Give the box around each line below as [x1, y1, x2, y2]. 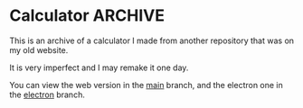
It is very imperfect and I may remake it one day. [9, 62, 189, 73]
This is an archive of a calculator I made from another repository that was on [9, 35, 295, 46]
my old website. [9, 44, 69, 55]
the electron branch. [9, 89, 86, 100]
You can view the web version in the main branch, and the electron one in [9, 79, 283, 90]
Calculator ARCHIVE [9, 5, 166, 26]
